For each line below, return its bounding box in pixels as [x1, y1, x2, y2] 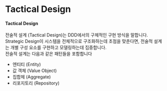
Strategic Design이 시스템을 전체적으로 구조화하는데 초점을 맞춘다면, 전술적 [5, 38, 153, 44]
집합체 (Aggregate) [12, 74, 51, 80]
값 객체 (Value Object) [12, 67, 57, 73]
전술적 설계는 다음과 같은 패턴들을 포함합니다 [5, 51, 92, 57]
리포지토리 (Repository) [12, 80, 60, 86]
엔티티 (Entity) [12, 61, 41, 67]
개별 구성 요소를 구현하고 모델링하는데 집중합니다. [10, 44, 106, 50]
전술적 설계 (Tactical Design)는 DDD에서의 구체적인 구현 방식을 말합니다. [5, 32, 148, 38]
